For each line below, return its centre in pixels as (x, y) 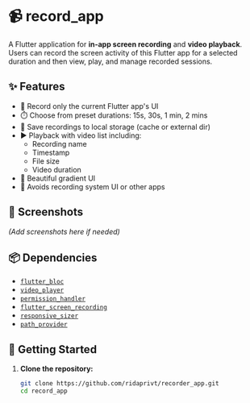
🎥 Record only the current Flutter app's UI (89, 106)
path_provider (44, 325)
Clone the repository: (56, 369)
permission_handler (53, 299)
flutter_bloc (42, 282)
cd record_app (44, 391)
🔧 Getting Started (53, 349)
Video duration (57, 169)
